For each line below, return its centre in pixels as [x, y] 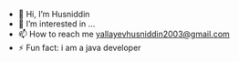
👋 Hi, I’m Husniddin [54, 14]
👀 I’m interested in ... [57, 24]
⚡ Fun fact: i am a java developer [79, 47]
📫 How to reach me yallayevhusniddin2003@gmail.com [124, 34]
